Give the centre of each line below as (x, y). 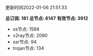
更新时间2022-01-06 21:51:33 (36, 7)
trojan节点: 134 (28, 48)
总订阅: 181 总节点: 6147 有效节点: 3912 (47, 18)
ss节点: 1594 (26, 29)
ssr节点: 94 (25, 42)
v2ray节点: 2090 (30, 35)
